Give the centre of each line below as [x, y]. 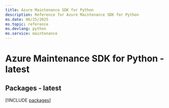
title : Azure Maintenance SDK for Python [50, 10]
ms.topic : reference [27, 24]
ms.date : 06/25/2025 [27, 19]
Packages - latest [33, 88]
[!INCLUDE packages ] [28, 100]
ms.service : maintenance [31, 33]
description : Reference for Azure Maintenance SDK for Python [72, 15]
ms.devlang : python [26, 29]
